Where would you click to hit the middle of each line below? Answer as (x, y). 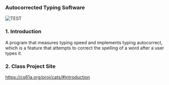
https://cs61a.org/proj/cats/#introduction (48, 77)
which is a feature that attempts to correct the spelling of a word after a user (85, 48)
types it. (14, 53)
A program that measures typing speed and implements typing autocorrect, (84, 42)
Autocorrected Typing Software (45, 8)
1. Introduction (23, 32)
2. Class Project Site (30, 66)
